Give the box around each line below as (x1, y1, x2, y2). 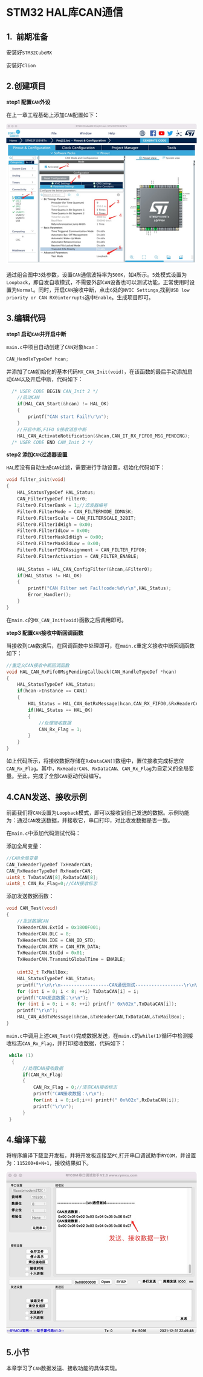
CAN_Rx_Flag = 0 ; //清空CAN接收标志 (33, 1084, 118, 1090)
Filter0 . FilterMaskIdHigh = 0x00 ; (17, 534, 104, 540)
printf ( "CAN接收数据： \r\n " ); (33, 1091, 105, 1097)
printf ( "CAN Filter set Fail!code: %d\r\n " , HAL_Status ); (28, 585, 172, 591)
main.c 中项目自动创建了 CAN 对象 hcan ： (6, 343, 100, 350)
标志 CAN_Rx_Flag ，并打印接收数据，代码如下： (11, 1040, 126, 1047)
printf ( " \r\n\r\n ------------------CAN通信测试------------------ (17, 982, 184, 988)
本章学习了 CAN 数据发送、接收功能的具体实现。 (6, 1364, 121, 1372)
